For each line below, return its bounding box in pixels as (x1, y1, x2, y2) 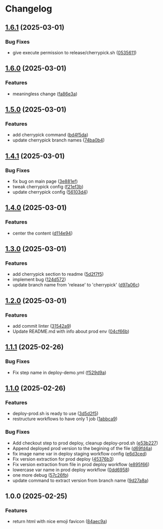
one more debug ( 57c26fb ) (12, 472, 69, 478)
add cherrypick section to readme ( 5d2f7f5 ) (12, 271, 104, 277)
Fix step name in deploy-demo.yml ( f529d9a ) (12, 369, 107, 375)
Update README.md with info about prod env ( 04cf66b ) (12, 328, 130, 334)
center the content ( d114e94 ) (12, 230, 73, 236)
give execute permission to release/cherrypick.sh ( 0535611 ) (12, 49, 137, 55)
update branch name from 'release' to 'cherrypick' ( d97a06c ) (12, 282, 140, 288)
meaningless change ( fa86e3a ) (12, 91, 78, 97)
